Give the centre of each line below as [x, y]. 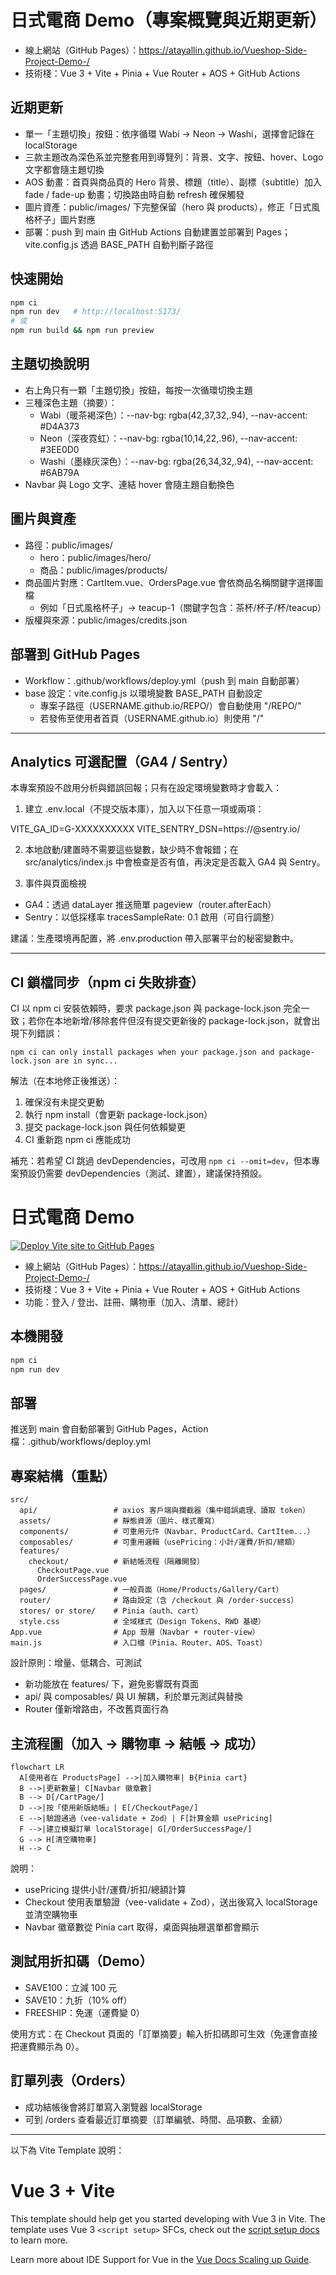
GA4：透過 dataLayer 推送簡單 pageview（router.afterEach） [150, 905]
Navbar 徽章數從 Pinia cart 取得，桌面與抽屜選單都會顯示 [142, 1927]
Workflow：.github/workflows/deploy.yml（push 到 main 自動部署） [164, 680]
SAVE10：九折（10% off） [78, 2000]
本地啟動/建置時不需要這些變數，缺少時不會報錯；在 [131, 850]
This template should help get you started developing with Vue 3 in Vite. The [168, 2218]
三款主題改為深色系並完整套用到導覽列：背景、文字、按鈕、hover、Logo [174, 157]
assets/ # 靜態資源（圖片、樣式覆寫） [119, 1521]
